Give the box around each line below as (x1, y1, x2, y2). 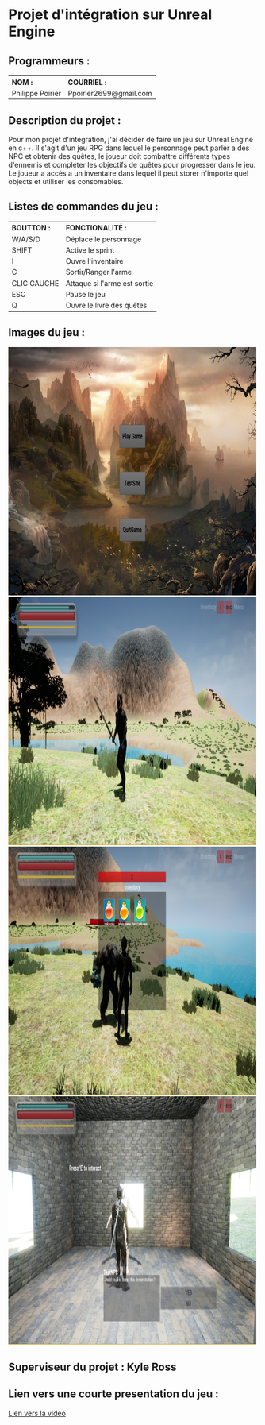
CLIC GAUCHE (11, 278, 60, 288)
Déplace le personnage (65, 234, 142, 244)
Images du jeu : (8, 326, 86, 339)
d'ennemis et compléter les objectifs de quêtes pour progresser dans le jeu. (8, 160, 256, 170)
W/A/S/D (11, 234, 41, 244)
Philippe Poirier (11, 88, 62, 98)
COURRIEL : (67, 77, 107, 87)
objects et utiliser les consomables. (8, 177, 124, 187)
